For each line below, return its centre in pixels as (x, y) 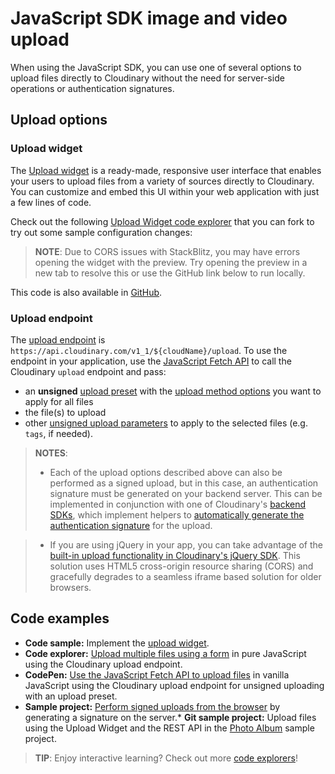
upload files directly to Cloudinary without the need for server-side (147, 78)
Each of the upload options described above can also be (166, 472)
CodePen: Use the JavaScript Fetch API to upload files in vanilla (157, 674)
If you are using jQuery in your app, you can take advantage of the (186, 544)
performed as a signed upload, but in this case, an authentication (184, 483)
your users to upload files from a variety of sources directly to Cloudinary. (162, 181)
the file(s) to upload (65, 412)
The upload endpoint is (58, 339)
